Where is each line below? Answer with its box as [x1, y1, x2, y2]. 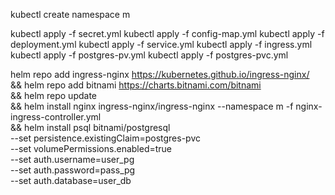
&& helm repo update [10, 90, 97, 101]
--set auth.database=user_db [10, 175, 132, 186]
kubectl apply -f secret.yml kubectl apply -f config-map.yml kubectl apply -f [10, 28, 325, 39]
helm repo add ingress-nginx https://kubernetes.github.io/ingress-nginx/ [10, 69, 310, 80]
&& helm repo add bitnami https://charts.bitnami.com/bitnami [10, 79, 262, 91]
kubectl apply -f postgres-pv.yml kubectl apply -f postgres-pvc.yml [10, 49, 289, 61]
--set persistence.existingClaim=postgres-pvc [10, 132, 201, 144]
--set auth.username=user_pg [10, 154, 135, 165]
